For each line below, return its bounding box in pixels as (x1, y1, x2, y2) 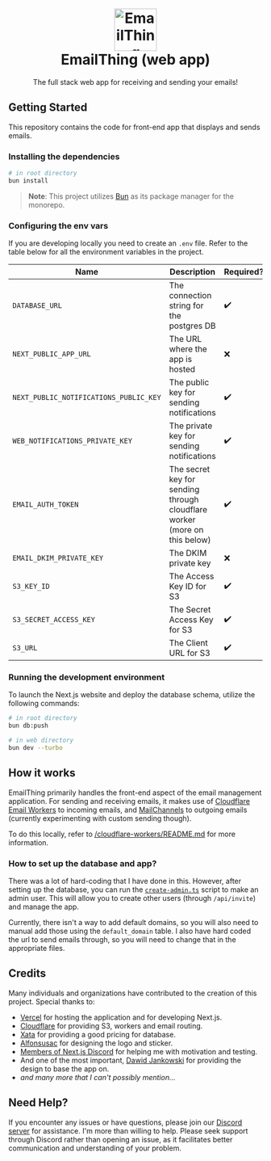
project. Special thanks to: (8, 996, 95, 1006)
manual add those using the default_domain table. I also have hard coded (8, 926, 252, 936)
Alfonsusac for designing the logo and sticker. (19, 1038, 173, 1048)
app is (169, 354, 192, 365)
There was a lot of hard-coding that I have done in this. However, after (8, 877, 242, 885)
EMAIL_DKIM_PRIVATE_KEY (12, 553, 104, 563)
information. (8, 837, 49, 848)
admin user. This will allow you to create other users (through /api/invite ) (8, 894, 256, 902)
